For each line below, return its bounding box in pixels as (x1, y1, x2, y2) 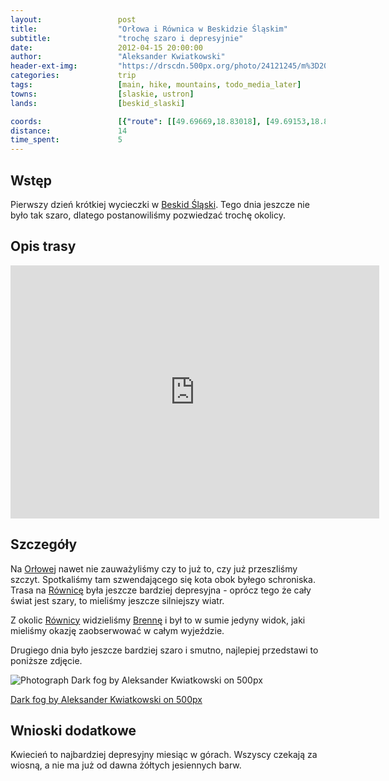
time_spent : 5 (10, 135, 123, 145)
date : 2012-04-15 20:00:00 (10, 42, 203, 53)
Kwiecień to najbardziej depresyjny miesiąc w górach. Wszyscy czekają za (10, 749, 318, 761)
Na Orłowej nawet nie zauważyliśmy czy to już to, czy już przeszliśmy (10, 562, 298, 575)
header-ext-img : (10, 61, 78, 71)
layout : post (10, 14, 137, 25)
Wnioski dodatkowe (10, 722, 137, 739)
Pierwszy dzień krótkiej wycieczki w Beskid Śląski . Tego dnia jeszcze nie (10, 198, 310, 210)
